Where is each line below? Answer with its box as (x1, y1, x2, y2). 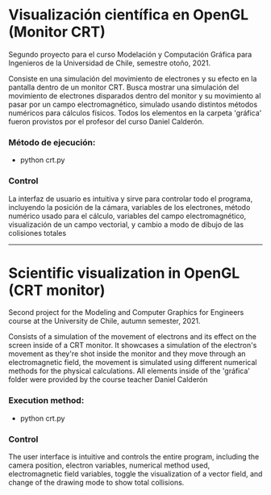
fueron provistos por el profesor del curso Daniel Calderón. (8, 116, 204, 126)
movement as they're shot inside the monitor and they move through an (8, 349, 246, 359)
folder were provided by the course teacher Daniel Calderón (8, 375, 208, 384)
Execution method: (8, 395, 85, 406)
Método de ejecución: (8, 136, 96, 148)
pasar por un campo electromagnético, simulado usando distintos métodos (8, 99, 258, 109)
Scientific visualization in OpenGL (8, 264, 240, 282)
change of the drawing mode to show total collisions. (8, 478, 185, 488)
